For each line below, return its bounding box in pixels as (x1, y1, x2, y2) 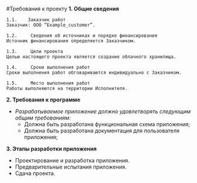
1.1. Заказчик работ (6, 17, 66, 23)
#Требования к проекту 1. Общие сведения (6, 5, 119, 12)
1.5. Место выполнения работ (6, 80, 90, 86)
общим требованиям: (14, 114, 71, 121)
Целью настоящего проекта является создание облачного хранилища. (6, 54, 177, 60)
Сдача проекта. (14, 170, 55, 177)
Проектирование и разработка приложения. (14, 157, 130, 164)
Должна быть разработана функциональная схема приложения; (23, 121, 190, 127)
